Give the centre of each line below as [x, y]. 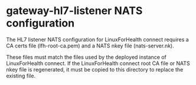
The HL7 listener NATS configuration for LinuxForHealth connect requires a [97, 39]
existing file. [21, 76]
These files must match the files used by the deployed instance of [86, 57]
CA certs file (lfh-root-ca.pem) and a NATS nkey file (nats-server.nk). [90, 46]
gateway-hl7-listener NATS [74, 11]
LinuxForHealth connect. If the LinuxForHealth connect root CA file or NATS [98, 63]
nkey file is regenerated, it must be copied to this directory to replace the [95, 69]
